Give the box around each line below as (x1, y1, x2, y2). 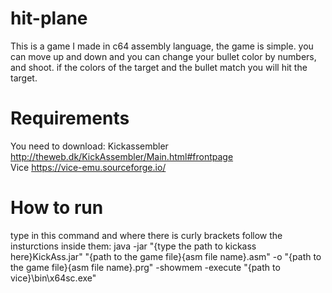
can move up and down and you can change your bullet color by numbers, (10, 50, 317, 62)
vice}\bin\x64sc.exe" (10, 272, 97, 284)
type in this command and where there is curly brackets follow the (10, 229, 283, 241)
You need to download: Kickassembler (10, 140, 169, 152)
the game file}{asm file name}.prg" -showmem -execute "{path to (10, 261, 281, 273)
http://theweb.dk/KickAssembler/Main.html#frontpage (10, 150, 234, 162)
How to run (10, 197, 104, 219)
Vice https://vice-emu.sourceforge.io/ (10, 161, 167, 173)
